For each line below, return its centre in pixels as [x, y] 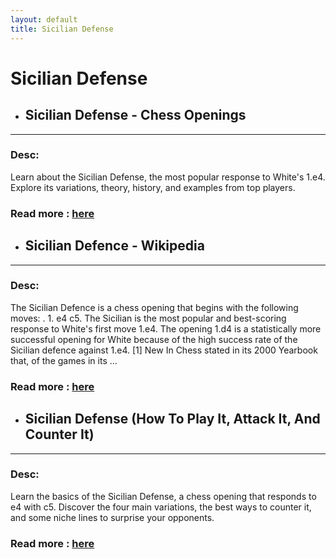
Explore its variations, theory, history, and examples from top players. [153, 187]
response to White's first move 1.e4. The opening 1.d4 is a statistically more [166, 328]
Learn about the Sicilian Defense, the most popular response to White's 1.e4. [168, 177]
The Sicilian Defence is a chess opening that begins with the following [154, 307]
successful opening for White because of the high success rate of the [154, 339]
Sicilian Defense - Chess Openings [135, 115]
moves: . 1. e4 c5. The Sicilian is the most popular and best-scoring [148, 318]
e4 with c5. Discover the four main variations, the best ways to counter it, [161, 507]
